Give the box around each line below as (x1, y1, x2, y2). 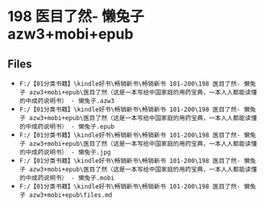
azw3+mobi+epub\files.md (28, 191, 113, 199)
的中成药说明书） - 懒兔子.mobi (19, 174, 114, 182)
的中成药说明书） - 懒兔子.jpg (19, 148, 111, 156)
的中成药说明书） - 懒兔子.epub (19, 122, 114, 130)
